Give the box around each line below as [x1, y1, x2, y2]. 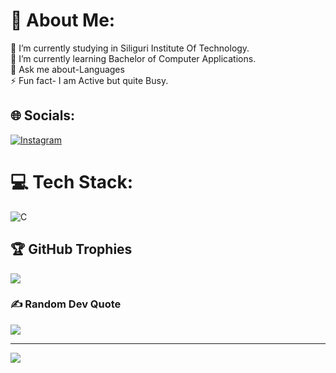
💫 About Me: [10, 9, 116, 32]
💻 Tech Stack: [10, 170, 134, 193]
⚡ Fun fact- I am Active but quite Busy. [10, 74, 169, 86]
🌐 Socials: [10, 107, 76, 124]
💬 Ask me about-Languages [10, 63, 125, 75]
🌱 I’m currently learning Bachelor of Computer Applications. [10, 52, 257, 64]
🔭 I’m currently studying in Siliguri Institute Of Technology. [10, 42, 250, 54]
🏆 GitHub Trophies [10, 241, 133, 258]
